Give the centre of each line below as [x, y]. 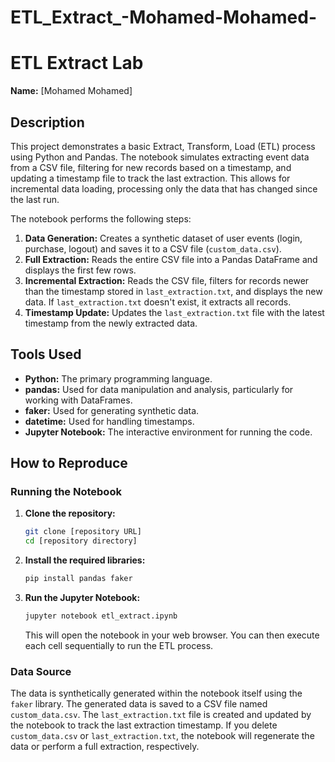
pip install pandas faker [78, 579]
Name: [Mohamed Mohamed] [71, 91]
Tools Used [46, 354]
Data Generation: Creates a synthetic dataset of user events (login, [163, 238]
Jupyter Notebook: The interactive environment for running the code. [168, 432]
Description [47, 122]
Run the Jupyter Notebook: [82, 598]
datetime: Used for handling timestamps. [109, 421]
